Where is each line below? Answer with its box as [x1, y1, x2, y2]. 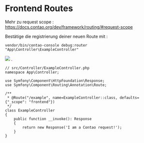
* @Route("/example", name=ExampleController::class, [7, 95, 118, 100]
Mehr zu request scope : [5, 19, 54, 25]
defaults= [119, 95, 139, 100]
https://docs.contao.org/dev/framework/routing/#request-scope [5, 24, 133, 30]
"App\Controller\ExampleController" [5, 47, 79, 52]
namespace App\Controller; [5, 70, 59, 75]
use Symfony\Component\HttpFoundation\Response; [5, 78, 105, 83]
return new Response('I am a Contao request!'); [22, 125, 122, 130]
